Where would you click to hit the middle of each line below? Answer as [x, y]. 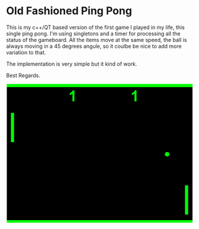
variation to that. [26, 52]
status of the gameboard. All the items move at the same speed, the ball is [97, 40]
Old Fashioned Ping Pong [69, 11]
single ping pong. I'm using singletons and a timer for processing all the [93, 33]
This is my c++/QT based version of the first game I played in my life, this [95, 27]
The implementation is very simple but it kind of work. [72, 64]
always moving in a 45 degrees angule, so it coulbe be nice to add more [94, 46]
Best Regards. [23, 75]
